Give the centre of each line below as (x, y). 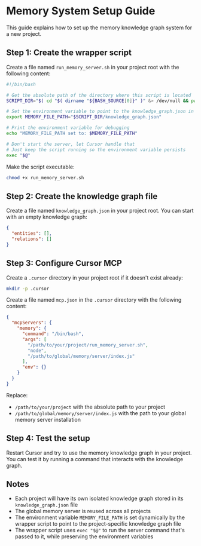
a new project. (24, 33)
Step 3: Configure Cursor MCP (64, 263)
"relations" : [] (32, 239)
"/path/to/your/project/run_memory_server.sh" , (88, 345)
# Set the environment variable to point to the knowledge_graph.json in (100, 112)
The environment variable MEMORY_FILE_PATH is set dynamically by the (100, 517)
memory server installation (48, 419)
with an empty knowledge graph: (47, 217)
